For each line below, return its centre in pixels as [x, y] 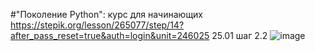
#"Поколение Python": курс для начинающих [107, 14]
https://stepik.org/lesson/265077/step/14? [97, 25]
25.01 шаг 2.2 [239, 35]
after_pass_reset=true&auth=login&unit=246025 [110, 35]
